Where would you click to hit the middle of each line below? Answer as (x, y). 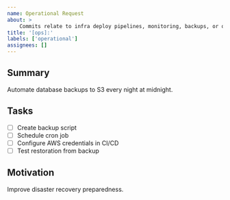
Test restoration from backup (58, 151)
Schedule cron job (43, 135)
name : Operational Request (46, 13)
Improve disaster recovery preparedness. (65, 189)
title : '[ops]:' (30, 33)
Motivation (31, 173)
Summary (28, 73)
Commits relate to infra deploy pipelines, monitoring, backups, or (119, 26)
